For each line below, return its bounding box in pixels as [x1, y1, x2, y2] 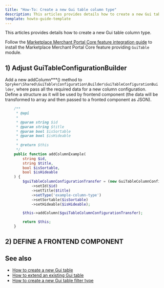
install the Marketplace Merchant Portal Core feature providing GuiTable [5, 45, 150, 50]
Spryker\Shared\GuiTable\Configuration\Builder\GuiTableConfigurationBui [5, 82, 159, 87]
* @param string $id [16, 120, 58, 125]
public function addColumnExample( [14, 151, 86, 157]
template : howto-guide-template [5, 16, 71, 21]
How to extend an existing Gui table [12, 272, 84, 278]
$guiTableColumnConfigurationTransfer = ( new [22, 179, 117, 184]
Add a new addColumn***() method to [5, 77, 82, 83]
